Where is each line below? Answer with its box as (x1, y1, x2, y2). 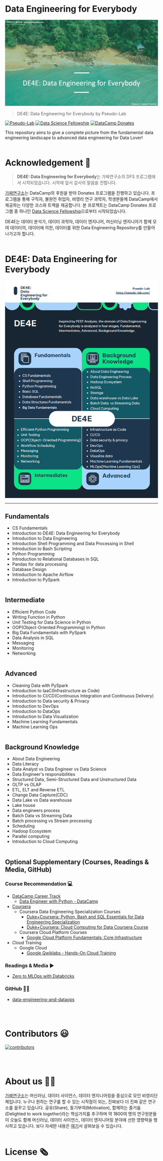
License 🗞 (5, 1146, 49, 1157)
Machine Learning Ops (12, 724, 58, 730)
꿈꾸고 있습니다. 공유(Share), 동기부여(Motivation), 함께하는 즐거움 (14, 1105, 141, 1110)
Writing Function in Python (12, 614, 65, 620)
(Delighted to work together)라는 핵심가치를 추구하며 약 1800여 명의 (5, 1110, 136, 1117)
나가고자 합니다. (5, 231, 35, 237)
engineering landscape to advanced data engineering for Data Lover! (5, 135, 143, 141)
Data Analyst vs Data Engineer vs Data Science (12, 766, 107, 772)
